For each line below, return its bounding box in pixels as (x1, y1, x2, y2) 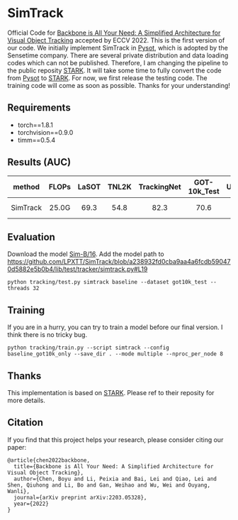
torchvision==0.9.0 (17, 128, 74, 136)
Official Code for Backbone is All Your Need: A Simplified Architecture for (7, 28, 221, 37)
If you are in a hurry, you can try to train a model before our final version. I (7, 323, 223, 331)
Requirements (7, 101, 71, 114)
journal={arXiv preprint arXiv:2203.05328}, (13, 494, 147, 501)
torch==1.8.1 (17, 121, 53, 129)
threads (7, 285, 30, 292)
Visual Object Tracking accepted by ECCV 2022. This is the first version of (7, 35, 225, 44)
